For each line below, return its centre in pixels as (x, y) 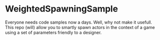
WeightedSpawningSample (61, 9)
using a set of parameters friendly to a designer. (53, 32)
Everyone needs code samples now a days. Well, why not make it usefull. (79, 22)
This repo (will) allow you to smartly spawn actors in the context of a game (80, 27)
